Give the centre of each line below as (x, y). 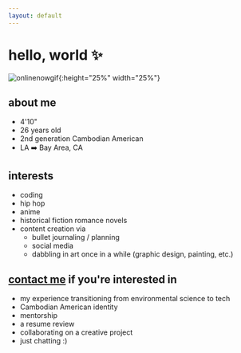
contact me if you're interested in (93, 279)
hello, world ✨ (55, 55)
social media (53, 246)
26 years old (40, 130)
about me (32, 102)
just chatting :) (43, 341)
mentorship (39, 315)
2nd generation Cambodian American (81, 139)
